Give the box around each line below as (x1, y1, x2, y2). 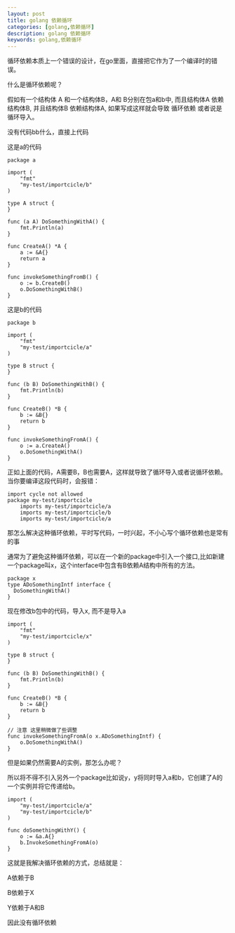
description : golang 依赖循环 (7, 30, 91, 37)
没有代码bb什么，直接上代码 (7, 128, 89, 136)
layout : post (7, 10, 46, 18)
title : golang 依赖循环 (7, 17, 72, 24)
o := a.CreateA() (20, 442, 71, 450)
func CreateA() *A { (7, 243, 68, 250)
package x (7, 575, 36, 582)
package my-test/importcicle (7, 497, 93, 504)
